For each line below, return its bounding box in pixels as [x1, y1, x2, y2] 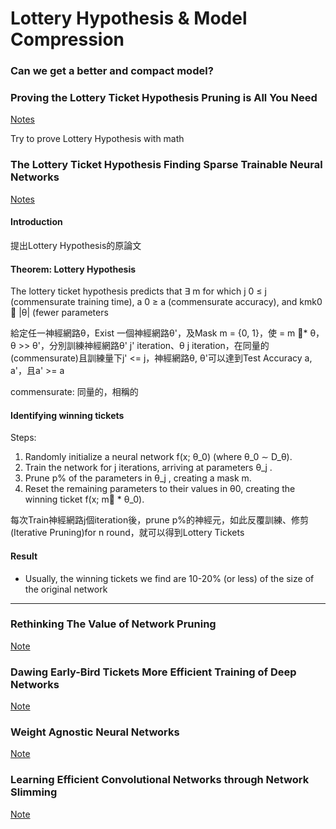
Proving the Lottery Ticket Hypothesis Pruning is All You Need [10, 91, 318, 105]
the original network [24, 583, 108, 595]
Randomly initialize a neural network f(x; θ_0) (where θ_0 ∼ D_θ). [24, 451, 293, 463]
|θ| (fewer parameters [10, 307, 109, 319]
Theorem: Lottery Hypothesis [10, 263, 137, 275]
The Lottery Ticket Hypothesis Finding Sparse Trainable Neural [10, 158, 323, 172]
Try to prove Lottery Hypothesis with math [10, 133, 185, 145]
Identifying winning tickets [10, 409, 125, 421]
